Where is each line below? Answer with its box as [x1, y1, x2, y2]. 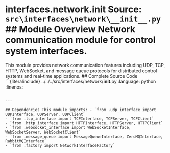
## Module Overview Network [5, 24, 136, 35]
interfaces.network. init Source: [5, 4, 142, 15]
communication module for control [5, 34, 156, 46]
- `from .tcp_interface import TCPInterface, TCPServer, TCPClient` [5, 116, 154, 121]
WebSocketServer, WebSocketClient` [5, 129, 81, 135]
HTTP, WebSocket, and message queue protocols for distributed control [5, 68, 157, 74]
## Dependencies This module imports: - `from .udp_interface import [5, 107, 157, 112]
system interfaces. [5, 45, 87, 57]
